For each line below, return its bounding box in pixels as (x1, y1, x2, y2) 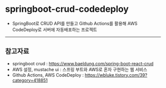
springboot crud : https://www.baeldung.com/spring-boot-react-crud (12, 60, 154, 66)
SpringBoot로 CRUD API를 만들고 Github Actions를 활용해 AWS (12, 20, 138, 26)
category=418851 (12, 77, 48, 83)
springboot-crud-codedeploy (5, 3, 129, 15)
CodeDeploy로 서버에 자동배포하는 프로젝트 (12, 26, 97, 33)
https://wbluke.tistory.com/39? (84, 72, 147, 78)
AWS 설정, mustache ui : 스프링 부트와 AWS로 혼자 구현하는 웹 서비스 (12, 66, 147, 72)
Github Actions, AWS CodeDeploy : (12, 72, 84, 78)
